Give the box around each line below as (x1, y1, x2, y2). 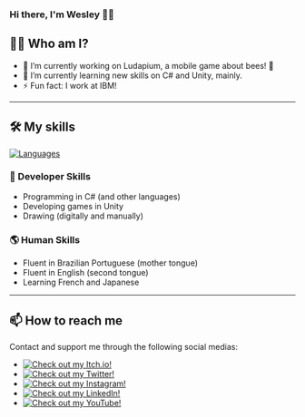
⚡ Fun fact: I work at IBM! (22, 80, 117, 91)
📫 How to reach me (9, 313, 123, 328)
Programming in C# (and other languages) (22, 190, 182, 202)
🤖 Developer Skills (9, 170, 91, 183)
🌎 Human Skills (9, 233, 80, 246)
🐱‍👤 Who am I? (9, 36, 89, 52)
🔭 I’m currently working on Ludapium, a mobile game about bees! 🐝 (22, 60, 274, 71)
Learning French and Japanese (22, 276, 140, 288)
